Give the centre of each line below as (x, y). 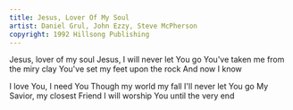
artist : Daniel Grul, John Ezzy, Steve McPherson (104, 26)
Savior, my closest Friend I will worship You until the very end (122, 96)
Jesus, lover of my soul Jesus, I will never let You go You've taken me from (147, 60)
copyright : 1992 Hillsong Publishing (80, 34)
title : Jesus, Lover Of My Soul (69, 17)
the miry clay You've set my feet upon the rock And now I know (126, 69)
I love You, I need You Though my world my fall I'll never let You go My (139, 87)
